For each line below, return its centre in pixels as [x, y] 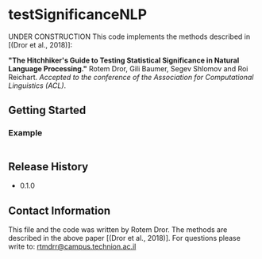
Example [25, 133]
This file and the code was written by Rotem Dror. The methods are [118, 230]
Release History [48, 167]
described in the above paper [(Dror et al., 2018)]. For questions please [124, 238]
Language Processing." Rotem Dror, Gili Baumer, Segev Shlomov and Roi [128, 68]
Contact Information [60, 210]
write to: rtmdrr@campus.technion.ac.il [72, 246]
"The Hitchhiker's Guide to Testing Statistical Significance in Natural [124, 60]
